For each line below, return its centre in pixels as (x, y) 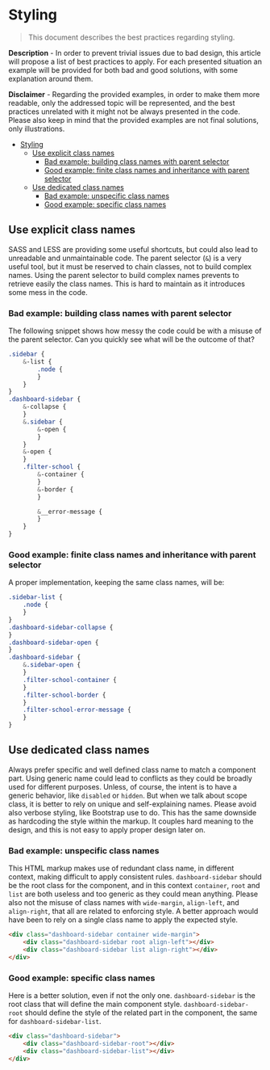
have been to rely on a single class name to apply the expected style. (123, 920)
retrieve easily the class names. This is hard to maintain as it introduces (127, 284)
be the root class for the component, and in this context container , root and (134, 886)
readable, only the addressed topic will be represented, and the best (122, 103)
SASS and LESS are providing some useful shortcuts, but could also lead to (133, 249)
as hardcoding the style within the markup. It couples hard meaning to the (131, 821)
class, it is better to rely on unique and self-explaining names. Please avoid (132, 804)
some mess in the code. (48, 292)
